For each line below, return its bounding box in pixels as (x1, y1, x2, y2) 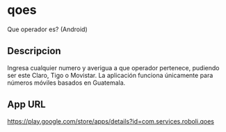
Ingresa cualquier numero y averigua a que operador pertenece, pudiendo (7, 63, 220, 72)
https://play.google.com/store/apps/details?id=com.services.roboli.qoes (7, 117, 214, 125)
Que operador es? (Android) (7, 25, 88, 33)
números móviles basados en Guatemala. (7, 79, 126, 87)
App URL (7, 99, 47, 110)
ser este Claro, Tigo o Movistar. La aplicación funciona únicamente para (7, 71, 213, 79)
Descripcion (7, 45, 61, 57)
